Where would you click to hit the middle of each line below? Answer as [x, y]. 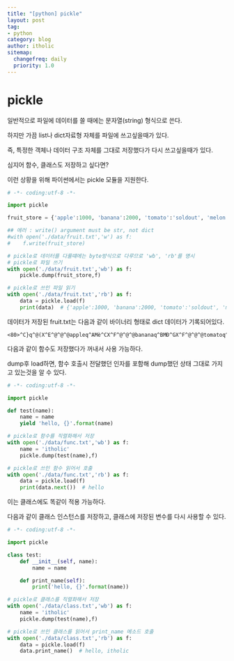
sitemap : [20, 53]
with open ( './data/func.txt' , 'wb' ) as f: [68, 443]
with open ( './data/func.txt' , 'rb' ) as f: [68, 475]
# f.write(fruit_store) [46, 243]
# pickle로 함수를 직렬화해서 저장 [51, 436]
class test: [24, 555]
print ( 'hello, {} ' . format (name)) [81, 587]
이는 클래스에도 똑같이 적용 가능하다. [56, 502]
